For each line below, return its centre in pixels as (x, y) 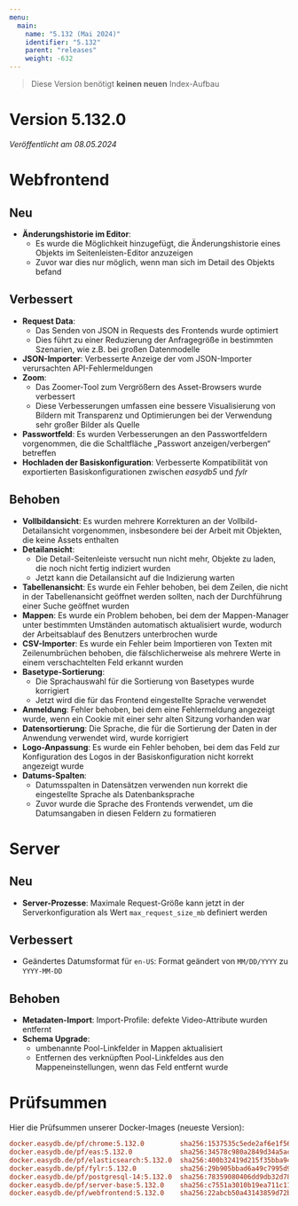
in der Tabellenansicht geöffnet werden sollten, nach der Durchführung (152, 596)
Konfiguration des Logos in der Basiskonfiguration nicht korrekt (138, 756)
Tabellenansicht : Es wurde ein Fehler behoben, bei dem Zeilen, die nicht (155, 587)
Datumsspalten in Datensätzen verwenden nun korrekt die (141, 785)
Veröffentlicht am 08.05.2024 (63, 144)
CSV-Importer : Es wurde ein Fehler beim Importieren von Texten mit (147, 643)
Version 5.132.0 (68, 120)
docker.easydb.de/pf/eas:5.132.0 (71, 1152)
